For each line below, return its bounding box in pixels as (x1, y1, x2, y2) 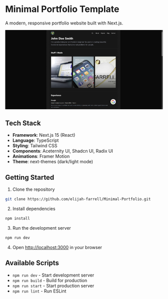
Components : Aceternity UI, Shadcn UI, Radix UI (12, 148, 113, 154)
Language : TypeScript (12, 137, 59, 143)
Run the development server (12, 225, 71, 231)
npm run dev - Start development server (12, 272, 94, 278)
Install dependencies (12, 206, 56, 212)
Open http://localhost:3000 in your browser (12, 244, 102, 250)
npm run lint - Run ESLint (12, 288, 66, 294)
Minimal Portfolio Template (5, 3, 119, 15)
